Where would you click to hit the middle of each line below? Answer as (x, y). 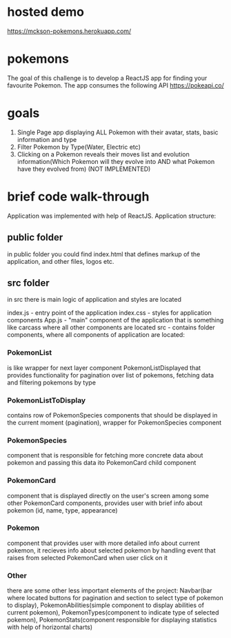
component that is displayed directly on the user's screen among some (108, 495)
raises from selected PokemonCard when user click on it (87, 557)
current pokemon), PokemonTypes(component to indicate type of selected (113, 613)
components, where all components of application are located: (96, 335)
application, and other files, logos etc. (61, 261)
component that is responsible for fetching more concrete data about (105, 455)
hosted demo (46, 12)
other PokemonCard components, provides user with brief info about (105, 503)
